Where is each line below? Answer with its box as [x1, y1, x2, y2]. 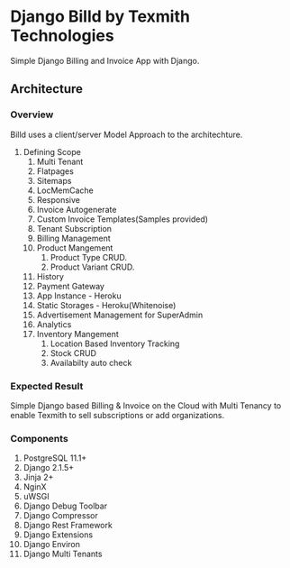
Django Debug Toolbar [23, 500, 107, 511]
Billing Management [36, 233, 111, 243]
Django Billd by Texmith [10, 6, 190, 27]
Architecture [10, 81, 84, 96]
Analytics [36, 318, 72, 330]
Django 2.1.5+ [23, 463, 75, 473]
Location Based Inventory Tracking [50, 338, 180, 349]
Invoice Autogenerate [36, 204, 117, 215]
